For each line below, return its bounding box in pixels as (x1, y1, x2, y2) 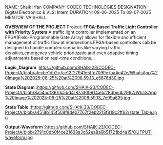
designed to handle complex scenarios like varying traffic (5, 45, 121, 50)
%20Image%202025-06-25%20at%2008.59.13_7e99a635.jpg (5, 95, 131, 101)
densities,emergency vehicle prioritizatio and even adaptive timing (5, 50, 139, 56)
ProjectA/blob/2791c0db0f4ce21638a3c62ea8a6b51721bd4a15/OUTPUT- (5, 129, 153, 135)
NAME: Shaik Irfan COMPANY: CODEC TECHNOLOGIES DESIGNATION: (5, 4, 148, 10)
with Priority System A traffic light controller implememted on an (5, 29, 136, 35)
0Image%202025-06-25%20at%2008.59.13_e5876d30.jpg (5, 75, 124, 81)
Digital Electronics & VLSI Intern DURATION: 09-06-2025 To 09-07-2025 (5, 9, 151, 15)
